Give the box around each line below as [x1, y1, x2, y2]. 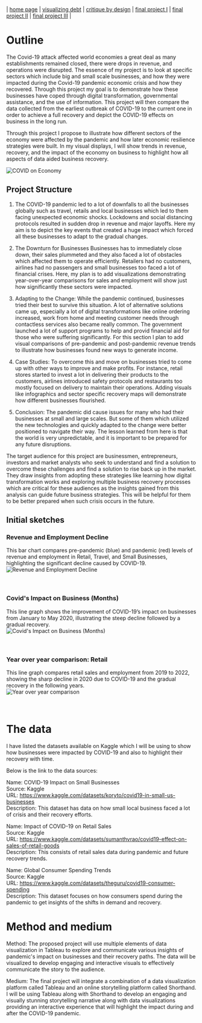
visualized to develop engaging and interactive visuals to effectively [6, 959, 175, 966]
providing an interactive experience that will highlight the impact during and [6, 1003, 194, 1010]
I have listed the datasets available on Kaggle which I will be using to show [6, 742, 191, 749]
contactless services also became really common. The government [14, 320, 182, 328]
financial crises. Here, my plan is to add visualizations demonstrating [14, 270, 186, 277]
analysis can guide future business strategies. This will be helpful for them [6, 491, 191, 498]
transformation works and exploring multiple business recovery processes [6, 478, 191, 485]
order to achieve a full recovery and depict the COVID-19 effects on [6, 111, 174, 118]
